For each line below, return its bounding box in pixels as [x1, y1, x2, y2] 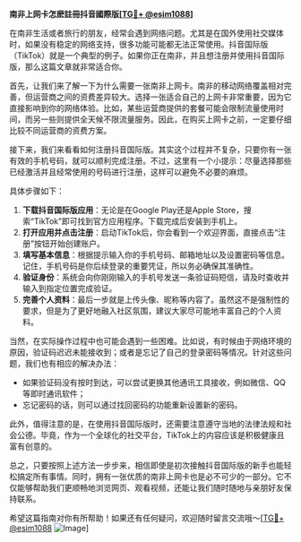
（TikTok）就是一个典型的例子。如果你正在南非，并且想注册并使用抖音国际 [9, 50, 285, 61]
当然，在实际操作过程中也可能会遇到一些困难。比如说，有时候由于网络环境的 [9, 336, 292, 346]
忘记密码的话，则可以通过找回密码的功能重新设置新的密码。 [21, 400, 243, 410]
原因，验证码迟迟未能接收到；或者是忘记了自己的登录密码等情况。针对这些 [9, 347, 284, 357]
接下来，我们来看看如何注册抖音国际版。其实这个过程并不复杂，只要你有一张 [9, 144, 292, 155]
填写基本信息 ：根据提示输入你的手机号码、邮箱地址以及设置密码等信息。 [21, 250, 289, 260]
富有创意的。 [9, 441, 56, 452]
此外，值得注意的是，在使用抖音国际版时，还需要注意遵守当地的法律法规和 [9, 418, 284, 429]
